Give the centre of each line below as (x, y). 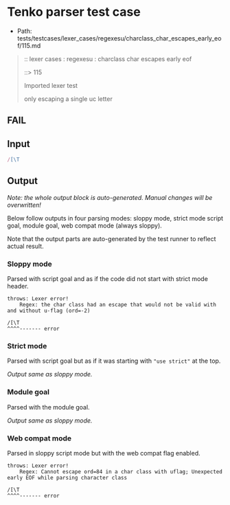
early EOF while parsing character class (67, 478)
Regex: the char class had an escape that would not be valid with (118, 305)
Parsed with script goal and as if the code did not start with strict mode (107, 279)
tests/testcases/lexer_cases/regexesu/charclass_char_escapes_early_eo (119, 38)
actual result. (25, 246)
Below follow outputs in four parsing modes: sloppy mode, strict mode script (115, 218)
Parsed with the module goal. (49, 407)
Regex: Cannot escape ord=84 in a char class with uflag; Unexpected (121, 472)
